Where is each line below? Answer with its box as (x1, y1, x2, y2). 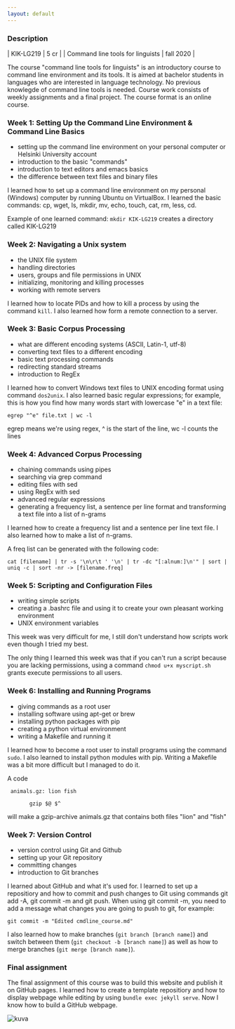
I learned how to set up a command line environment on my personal (7, 186, 206, 195)
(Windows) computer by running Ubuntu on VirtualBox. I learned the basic (7, 194, 222, 202)
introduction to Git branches (17, 868, 99, 877)
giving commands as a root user (17, 702, 111, 710)
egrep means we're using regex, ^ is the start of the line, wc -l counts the (7, 424, 219, 433)
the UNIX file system (17, 256, 77, 264)
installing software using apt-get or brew (17, 709, 135, 718)
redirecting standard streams (17, 362, 102, 371)
